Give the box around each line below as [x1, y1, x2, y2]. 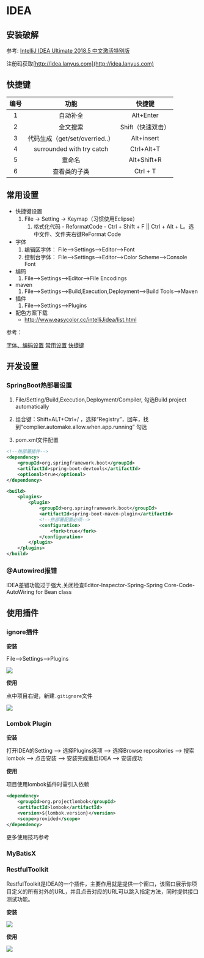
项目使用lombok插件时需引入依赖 [6, 781, 90, 788]
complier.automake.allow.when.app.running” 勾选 [23, 424, 148, 431]
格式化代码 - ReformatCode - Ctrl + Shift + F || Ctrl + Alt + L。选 [33, 222, 194, 230]
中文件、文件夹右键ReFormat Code [33, 230, 121, 238]
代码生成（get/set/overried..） [27, 134, 115, 143]
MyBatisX [6, 849, 37, 857]
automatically [15, 403, 49, 411]
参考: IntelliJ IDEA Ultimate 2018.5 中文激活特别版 [6, 47, 130, 54]
